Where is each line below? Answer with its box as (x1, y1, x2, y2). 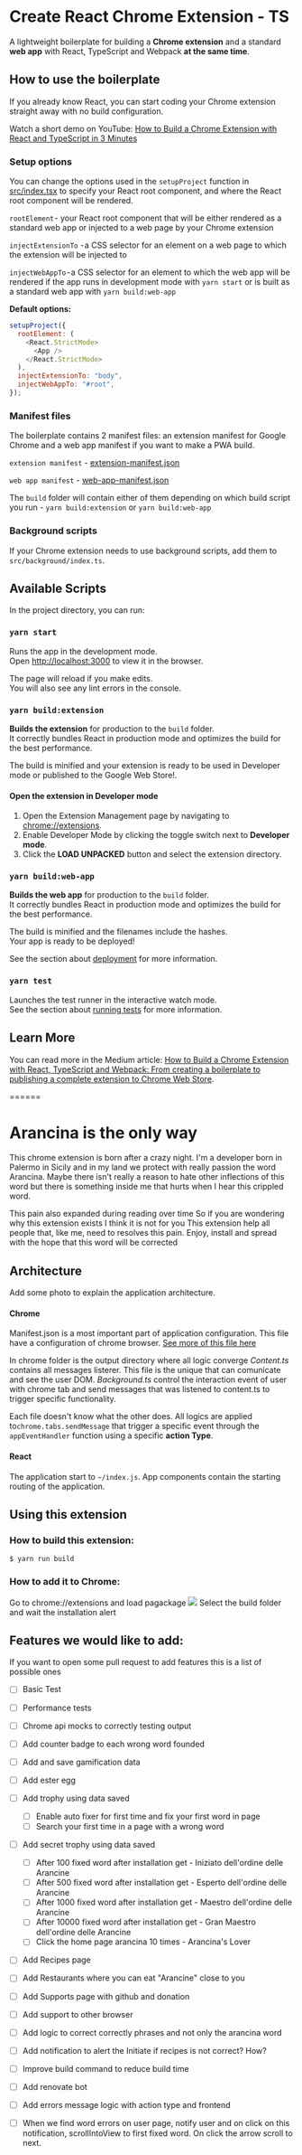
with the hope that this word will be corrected (9, 1237, 178, 1248)
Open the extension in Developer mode (9, 790, 159, 801)
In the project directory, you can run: (9, 605, 145, 616)
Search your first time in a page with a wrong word (35, 1821, 224, 1831)
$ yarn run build (9, 1555, 75, 1564)
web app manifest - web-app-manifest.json (9, 475, 169, 485)
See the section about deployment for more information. (9, 954, 218, 965)
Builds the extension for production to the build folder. (9, 723, 215, 734)
